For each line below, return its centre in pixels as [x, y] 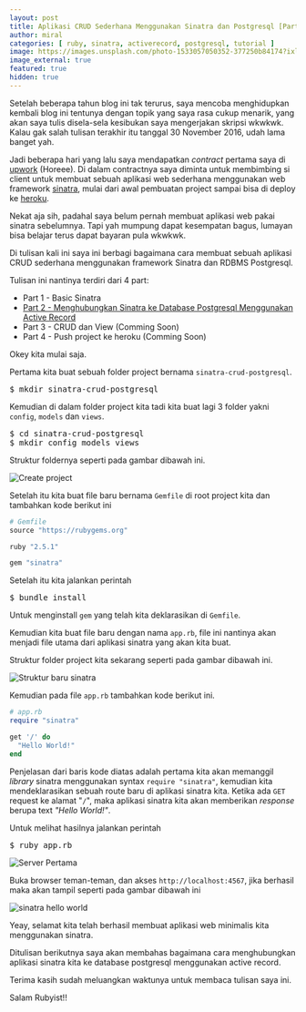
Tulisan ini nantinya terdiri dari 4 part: [79, 280]
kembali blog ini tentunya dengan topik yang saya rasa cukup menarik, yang [152, 112]
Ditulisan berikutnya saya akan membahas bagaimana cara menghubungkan [153, 952]
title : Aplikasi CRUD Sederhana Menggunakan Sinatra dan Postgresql [142, 26]
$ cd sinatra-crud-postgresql [77, 433]
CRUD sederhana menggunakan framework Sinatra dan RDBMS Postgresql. [151, 262]
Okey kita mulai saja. [48, 354]
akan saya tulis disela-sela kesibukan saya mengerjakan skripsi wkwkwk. [147, 122]
